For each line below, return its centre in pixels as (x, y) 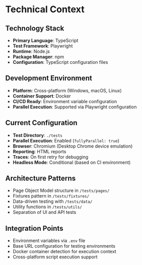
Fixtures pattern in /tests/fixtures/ (51, 196)
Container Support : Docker (42, 96)
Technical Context (45, 9)
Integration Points (34, 228)
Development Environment (49, 78)
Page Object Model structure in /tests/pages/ (61, 190)
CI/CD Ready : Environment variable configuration (65, 101)
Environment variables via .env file (49, 240)
